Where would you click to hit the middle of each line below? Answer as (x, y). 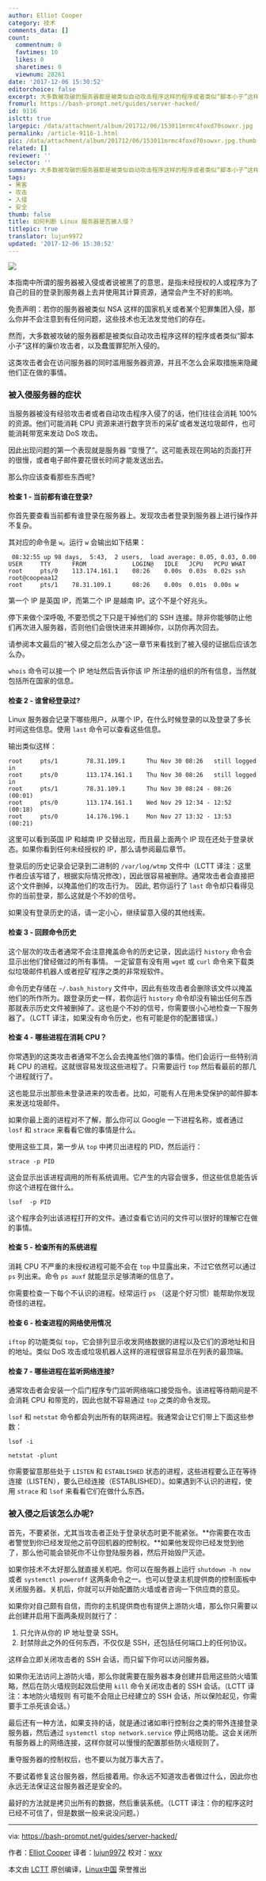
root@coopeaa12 (33, 578)
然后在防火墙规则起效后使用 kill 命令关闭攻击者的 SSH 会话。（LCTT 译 (138, 1686)
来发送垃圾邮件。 (36, 1102)
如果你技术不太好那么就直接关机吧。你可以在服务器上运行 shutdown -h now (129, 1569)
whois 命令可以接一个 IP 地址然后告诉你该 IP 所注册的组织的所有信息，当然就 (132, 671)
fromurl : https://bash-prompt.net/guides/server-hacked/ (104, 104)
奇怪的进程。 (29, 1303)
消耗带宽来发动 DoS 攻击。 (59, 433)
